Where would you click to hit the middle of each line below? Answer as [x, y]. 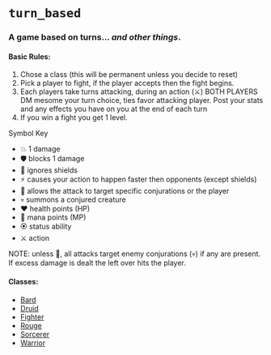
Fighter [32, 317]
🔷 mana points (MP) [53, 217]
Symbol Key [28, 133]
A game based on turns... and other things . [95, 37]
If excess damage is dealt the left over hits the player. [97, 263]
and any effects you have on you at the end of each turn [114, 109]
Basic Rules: [30, 56]
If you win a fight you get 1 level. [74, 118]
